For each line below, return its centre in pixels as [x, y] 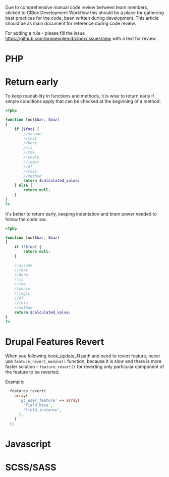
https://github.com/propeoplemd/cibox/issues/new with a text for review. [81, 38]
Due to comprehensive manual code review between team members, [77, 7]
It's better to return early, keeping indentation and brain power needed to [81, 214]
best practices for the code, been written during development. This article [82, 18]
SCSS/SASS [31, 467]
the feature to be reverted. [33, 372]
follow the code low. [26, 219]
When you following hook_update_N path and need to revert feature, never [83, 356]
